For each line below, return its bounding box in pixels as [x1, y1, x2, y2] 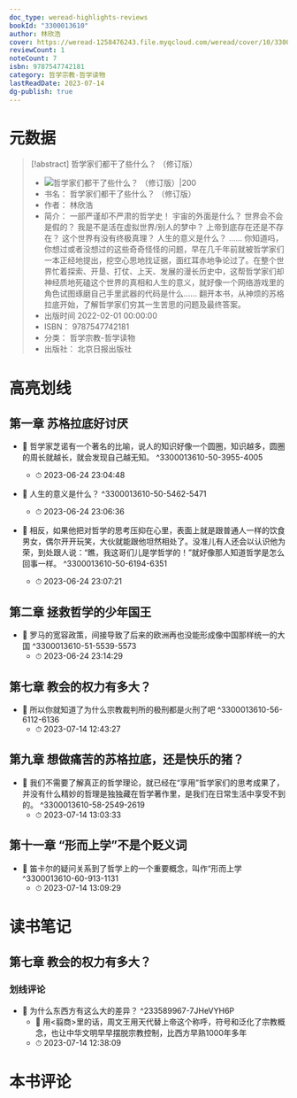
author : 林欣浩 [9, 29, 61, 38]
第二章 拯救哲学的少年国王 [9, 604, 152, 620]
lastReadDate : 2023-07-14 [9, 79, 104, 88]
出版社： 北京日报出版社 [43, 344, 133, 354]
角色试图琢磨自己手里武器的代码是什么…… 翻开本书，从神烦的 [43, 289, 270, 299]
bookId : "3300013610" [9, 21, 89, 30]
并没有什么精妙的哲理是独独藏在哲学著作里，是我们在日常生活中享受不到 [21, 788, 286, 799]
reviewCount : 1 [9, 46, 65, 55]
